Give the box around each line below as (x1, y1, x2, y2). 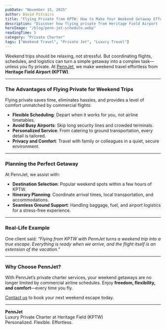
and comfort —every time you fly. (5, 285, 73, 291)
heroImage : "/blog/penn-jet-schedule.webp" (5, 26, 96, 31)
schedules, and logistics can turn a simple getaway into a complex (5, 58, 140, 64)
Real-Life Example (5, 225, 50, 232)
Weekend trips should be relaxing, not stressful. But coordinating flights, (5, 53, 152, 59)
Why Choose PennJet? (5, 263, 61, 270)
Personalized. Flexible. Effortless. (5, 319, 73, 325)
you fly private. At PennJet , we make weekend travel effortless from (19, 63, 158, 69)
